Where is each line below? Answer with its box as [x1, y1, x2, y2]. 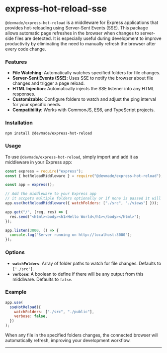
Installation [5, 119, 33, 126]
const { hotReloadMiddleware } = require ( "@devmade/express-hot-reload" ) [5, 173, 162, 178]
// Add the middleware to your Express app [5, 191, 97, 196]
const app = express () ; [5, 182, 55, 187]
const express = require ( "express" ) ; [5, 169, 83, 174]
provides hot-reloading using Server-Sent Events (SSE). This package [5, 24, 148, 30]
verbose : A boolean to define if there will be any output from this [12, 271, 144, 277]
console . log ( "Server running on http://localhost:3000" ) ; [9, 232, 133, 237]
